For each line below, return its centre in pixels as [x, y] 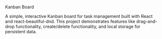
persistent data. [21, 32]
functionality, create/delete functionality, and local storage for [78, 26]
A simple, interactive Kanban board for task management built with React [79, 16]
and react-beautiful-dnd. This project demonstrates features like [70, 21]
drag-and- [147, 21]
